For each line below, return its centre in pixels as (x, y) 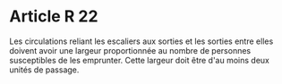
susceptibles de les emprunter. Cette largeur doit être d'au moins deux (140, 60)
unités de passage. (44, 70)
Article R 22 (54, 17)
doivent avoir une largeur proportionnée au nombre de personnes (130, 50)
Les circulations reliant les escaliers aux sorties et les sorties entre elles (141, 41)
